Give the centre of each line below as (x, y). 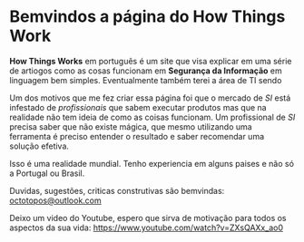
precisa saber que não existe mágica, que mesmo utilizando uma (131, 126)
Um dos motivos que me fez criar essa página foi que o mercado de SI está (150, 98)
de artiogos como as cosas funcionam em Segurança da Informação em (146, 71)
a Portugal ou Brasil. (47, 173)
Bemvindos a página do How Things (147, 17)
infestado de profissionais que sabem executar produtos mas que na (138, 107)
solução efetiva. (39, 146)
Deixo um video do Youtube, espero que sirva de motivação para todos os (148, 218)
